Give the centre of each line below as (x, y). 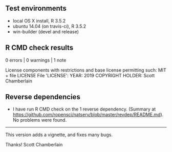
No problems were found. (40, 120)
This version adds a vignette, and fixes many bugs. (59, 135)
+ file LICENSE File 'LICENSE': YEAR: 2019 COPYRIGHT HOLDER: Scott (80, 75)
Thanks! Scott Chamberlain (34, 145)
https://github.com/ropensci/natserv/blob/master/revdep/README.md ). (88, 115)
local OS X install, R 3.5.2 (39, 20)
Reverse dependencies (43, 97)
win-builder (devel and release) (46, 31)
